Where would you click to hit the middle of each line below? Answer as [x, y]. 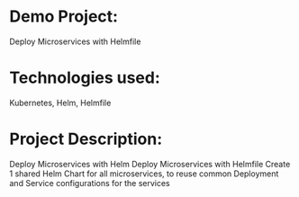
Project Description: [86, 139]
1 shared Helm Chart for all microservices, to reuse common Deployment [144, 174]
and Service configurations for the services [90, 183]
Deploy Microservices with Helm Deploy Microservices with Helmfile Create [150, 164]
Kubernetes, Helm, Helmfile [60, 103]
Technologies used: [85, 78]
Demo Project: [64, 17]
